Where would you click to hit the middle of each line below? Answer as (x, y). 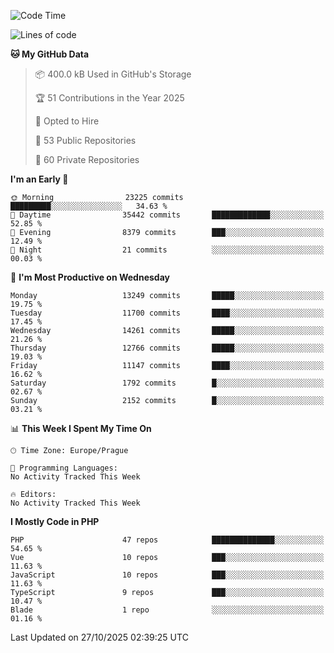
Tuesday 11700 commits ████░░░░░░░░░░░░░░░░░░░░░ (167, 313)
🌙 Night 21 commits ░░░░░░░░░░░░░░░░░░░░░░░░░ (167, 250)
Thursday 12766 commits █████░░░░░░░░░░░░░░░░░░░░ (167, 348)
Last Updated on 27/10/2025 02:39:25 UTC (99, 637)
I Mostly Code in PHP (55, 521)
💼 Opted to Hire (67, 121)
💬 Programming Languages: (64, 468)
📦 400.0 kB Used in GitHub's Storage (113, 74)
